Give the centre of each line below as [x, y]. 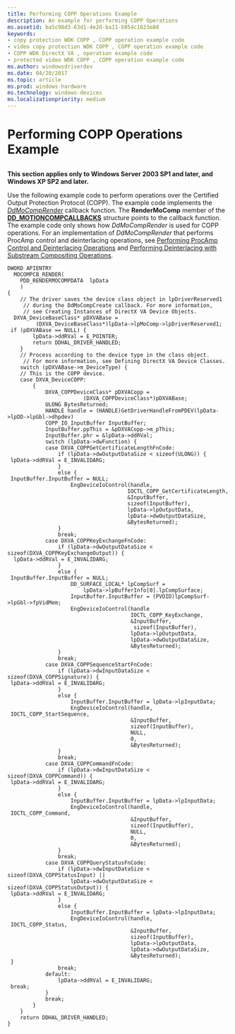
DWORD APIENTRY [30, 268]
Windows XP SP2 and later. [48, 181]
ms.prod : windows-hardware [47, 86]
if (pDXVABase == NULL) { [48, 330]
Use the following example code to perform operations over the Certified [113, 195]
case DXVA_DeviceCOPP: [53, 379]
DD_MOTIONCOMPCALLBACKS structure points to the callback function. [114, 217]
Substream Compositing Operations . [60, 255]
